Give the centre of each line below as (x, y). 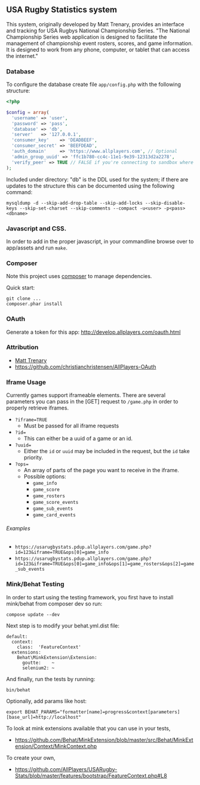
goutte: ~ (38, 663)
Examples (19, 528)
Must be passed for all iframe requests (71, 426)
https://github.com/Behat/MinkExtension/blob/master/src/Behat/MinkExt (104, 740)
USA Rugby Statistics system (62, 10)
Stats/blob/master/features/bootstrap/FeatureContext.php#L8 (91, 775)
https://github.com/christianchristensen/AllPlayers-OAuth (85, 367)
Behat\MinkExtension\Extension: (57, 657)
